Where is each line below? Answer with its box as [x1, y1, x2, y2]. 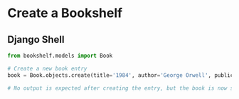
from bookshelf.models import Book [7, 52, 113, 59]
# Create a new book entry [7, 65, 87, 72]
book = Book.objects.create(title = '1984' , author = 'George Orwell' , [7, 71, 212, 79]
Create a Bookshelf [7, 5, 123, 21]
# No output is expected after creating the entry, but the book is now [7, 84, 228, 92]
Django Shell [7, 33, 65, 46]
